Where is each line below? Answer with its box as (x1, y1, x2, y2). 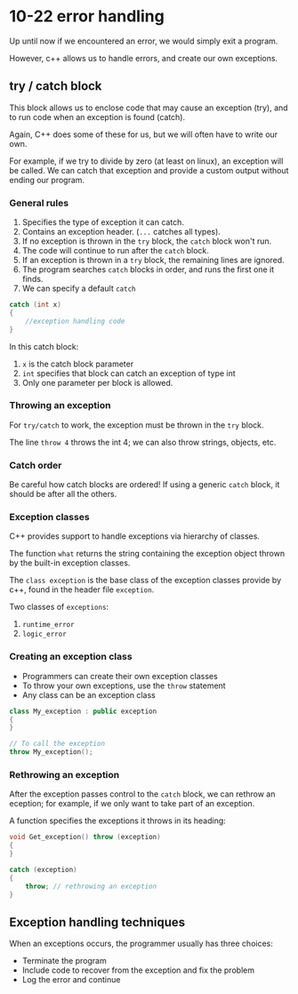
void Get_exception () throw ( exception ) (9, 833, 162, 842)
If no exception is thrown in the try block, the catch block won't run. (21, 236, 272, 246)
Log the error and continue (21, 974, 121, 985)
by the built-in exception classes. (9, 557, 131, 568)
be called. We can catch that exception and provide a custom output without (9, 164, 289, 175)
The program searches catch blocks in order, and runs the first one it (21, 264, 274, 275)
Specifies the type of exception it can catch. (21, 217, 185, 228)
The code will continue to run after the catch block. (21, 245, 209, 256)
